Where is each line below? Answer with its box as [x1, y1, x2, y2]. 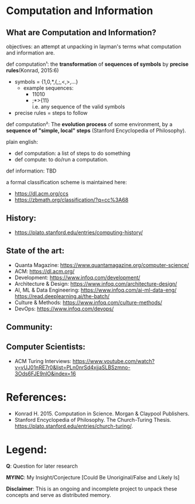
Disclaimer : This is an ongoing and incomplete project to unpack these [6, 485, 177, 492]
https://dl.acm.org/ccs [14, 190, 69, 197]
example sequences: [23, 84, 74, 92]
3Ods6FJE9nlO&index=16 [14, 370, 76, 377]
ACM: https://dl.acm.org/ [14, 268, 75, 275]
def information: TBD [6, 167, 57, 174]
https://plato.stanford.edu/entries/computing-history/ [14, 229, 143, 236]
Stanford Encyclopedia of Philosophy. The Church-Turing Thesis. [14, 416, 172, 423]
